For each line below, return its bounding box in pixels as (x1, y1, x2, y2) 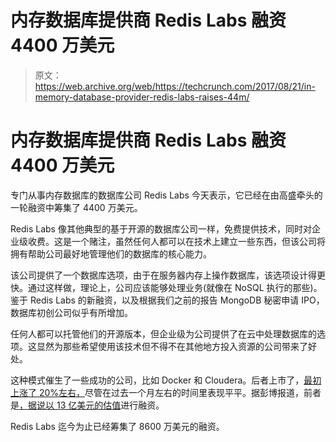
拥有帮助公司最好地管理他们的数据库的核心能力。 (10, 247, 212, 260)
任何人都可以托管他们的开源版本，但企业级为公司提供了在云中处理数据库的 (10, 327, 317, 340)
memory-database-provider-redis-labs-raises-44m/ (34, 91, 250, 103)
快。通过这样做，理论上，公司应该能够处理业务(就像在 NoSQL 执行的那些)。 (10, 281, 323, 293)
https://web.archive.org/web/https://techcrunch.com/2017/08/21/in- (34, 80, 316, 92)
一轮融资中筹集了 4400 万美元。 (10, 201, 143, 213)
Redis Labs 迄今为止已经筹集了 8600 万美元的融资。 (10, 420, 225, 432)
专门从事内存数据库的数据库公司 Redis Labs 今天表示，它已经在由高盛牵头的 (10, 189, 323, 201)
